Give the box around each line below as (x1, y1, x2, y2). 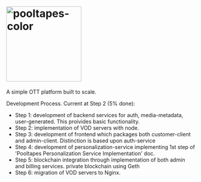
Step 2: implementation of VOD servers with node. (14, 124, 139, 132)
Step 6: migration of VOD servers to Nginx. (14, 169, 121, 176)
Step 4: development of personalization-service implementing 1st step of (14, 143, 195, 150)
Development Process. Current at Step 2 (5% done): (6, 100, 136, 107)
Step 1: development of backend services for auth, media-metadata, (14, 111, 184, 118)
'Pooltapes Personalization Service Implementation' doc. (14, 150, 155, 157)
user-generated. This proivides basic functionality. (14, 118, 140, 125)
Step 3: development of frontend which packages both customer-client (14, 130, 191, 138)
